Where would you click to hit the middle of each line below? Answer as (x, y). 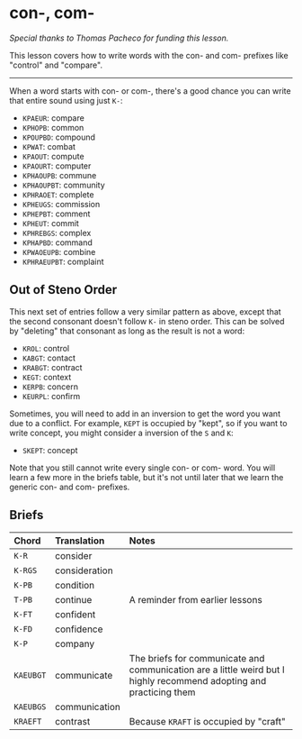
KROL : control (46, 348)
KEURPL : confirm (51, 396)
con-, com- (52, 13)
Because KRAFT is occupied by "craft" (207, 721)
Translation (80, 541)
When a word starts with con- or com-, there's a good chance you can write (150, 91)
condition (75, 585)
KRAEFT (28, 721)
